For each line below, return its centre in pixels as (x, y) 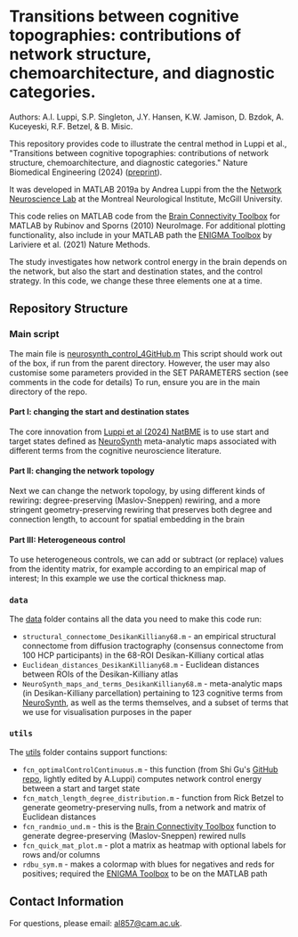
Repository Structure (69, 309)
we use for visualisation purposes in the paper (107, 711)
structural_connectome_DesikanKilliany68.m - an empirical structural (149, 636)
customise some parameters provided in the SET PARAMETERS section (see (149, 373)
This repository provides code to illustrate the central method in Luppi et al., (148, 144)
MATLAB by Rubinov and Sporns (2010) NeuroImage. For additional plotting (148, 226)
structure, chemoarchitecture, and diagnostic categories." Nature (129, 162)
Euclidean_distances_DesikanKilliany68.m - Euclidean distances (141, 664)
